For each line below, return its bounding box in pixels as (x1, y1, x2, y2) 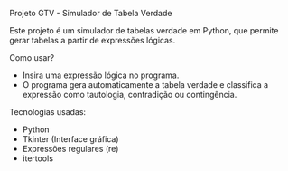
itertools (22, 153, 54, 164)
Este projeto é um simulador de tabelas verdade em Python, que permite (9, 25, 279, 35)
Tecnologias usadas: (9, 107, 87, 117)
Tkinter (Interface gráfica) (22, 134, 119, 144)
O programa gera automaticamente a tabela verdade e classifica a (22, 80, 269, 90)
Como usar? (9, 52, 55, 62)
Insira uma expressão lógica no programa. (22, 70, 180, 81)
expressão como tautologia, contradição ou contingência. (22, 90, 237, 100)
